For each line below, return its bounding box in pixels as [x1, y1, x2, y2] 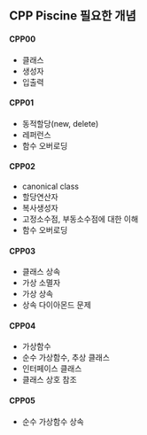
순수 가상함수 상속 [21, 416, 84, 427]
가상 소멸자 [21, 277, 61, 288]
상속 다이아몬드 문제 [21, 299, 91, 310]
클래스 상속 [21, 267, 61, 277]
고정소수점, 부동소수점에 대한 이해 [21, 214, 139, 224]
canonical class [21, 181, 80, 191]
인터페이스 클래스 [21, 363, 82, 374]
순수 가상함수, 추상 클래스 [21, 353, 111, 363]
